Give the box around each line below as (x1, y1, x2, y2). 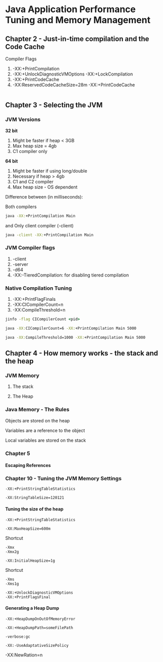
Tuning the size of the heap (5, 506, 64, 512)
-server (12, 261, 29, 267)
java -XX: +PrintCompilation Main (5, 213, 76, 218)
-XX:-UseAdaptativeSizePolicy (5, 643, 69, 648)
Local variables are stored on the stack (5, 437, 86, 443)
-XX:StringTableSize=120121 (5, 495, 65, 500)
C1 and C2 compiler (12, 178, 54, 184)
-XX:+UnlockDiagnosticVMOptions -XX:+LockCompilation (12, 71, 133, 77)
